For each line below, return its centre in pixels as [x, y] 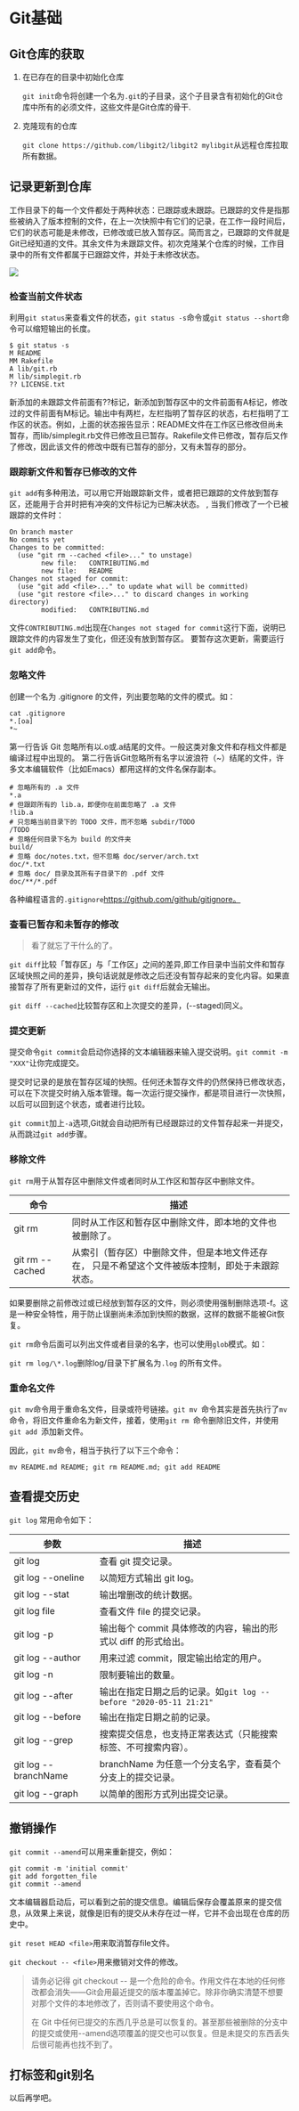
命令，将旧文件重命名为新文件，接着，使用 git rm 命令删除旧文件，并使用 [144, 1420]
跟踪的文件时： [36, 515]
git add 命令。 [35, 650]
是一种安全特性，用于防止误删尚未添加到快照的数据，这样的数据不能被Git [143, 1314]
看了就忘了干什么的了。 [74, 945]
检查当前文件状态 [46, 297]
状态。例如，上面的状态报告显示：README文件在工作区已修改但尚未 [158, 425]
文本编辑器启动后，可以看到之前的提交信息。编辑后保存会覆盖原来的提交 [141, 1902]
